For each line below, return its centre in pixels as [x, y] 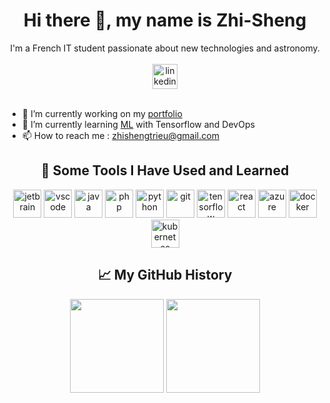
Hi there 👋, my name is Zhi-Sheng [165, 20]
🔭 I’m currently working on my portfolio [102, 113]
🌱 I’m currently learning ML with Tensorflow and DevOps [138, 124]
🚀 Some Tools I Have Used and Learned [165, 170]
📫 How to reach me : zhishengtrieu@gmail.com [120, 135]
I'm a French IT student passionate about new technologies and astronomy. [165, 48]
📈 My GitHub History [165, 275]
